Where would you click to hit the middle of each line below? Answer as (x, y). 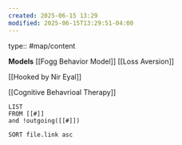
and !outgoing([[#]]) (44, 120)
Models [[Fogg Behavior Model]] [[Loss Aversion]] (91, 61)
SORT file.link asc (41, 135)
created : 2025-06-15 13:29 (53, 16)
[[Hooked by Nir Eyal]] (45, 76)
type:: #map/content (42, 45)
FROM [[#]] (26, 114)
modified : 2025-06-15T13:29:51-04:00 (71, 23)
